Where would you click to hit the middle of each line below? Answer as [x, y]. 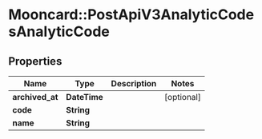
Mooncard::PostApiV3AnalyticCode [131, 15]
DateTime [85, 97]
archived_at [35, 97]
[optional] [183, 97]
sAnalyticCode [59, 32]
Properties [35, 61]
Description [134, 83]
